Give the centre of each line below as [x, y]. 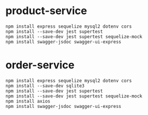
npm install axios [28, 101]
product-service [46, 11]
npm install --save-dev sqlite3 [45, 86]
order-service [40, 65]
